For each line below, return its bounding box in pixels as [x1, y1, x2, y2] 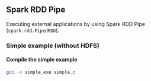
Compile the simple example [6, 56, 78, 63]
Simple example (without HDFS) [6, 41, 99, 50]
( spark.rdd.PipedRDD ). [6, 27, 60, 34]
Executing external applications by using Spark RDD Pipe [6, 20, 145, 27]
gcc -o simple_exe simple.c [6, 69, 76, 75]
